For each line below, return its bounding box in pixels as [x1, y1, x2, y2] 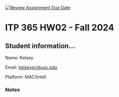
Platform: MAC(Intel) [5, 74, 47, 80]
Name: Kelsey [5, 55, 34, 60]
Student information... [5, 42, 75, 50]
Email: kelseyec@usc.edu [5, 64, 58, 70]
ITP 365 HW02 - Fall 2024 [5, 22, 115, 33]
